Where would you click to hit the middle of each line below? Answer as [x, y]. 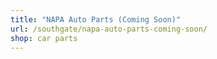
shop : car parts [44, 38]
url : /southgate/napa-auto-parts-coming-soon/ [109, 29]
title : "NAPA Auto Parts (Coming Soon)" [96, 19]
